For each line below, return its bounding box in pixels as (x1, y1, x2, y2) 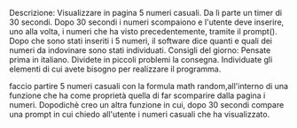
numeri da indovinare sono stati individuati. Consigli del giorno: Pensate (9, 45, 271, 56)
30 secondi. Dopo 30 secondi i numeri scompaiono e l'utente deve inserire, (9, 17, 285, 27)
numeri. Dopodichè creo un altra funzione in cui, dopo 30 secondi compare (9, 100, 285, 109)
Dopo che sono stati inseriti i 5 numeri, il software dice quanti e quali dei (9, 35, 273, 46)
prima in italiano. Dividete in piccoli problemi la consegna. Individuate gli (9, 55, 273, 64)
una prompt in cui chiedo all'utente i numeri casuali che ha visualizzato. (9, 109, 270, 119)
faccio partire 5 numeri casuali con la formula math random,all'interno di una (9, 81, 289, 91)
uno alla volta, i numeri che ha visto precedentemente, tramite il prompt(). (9, 26, 277, 36)
